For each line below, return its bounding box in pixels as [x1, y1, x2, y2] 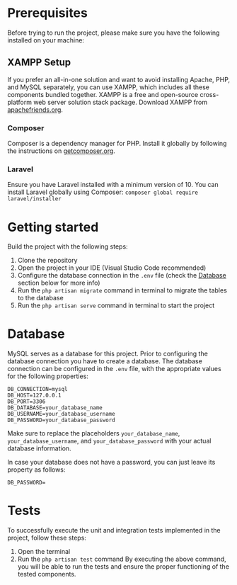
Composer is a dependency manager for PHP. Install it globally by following [7, 140, 227, 148]
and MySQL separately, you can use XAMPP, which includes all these [7, 83, 210, 91]
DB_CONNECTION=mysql [7, 386, 69, 393]
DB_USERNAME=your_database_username [7, 411, 115, 418]
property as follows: [7, 465, 66, 474]
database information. [7, 444, 72, 453]
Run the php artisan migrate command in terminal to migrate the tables [17, 286, 228, 295]
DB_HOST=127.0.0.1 [7, 392, 62, 399]
